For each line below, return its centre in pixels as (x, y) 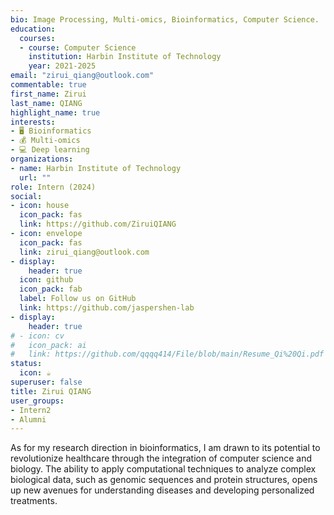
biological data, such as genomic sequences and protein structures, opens (164, 480)
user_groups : (37, 401)
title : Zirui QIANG (51, 391)
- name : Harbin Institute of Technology (96, 168)
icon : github (46, 280)
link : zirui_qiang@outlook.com (84, 252)
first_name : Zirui (48, 94)
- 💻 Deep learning (50, 150)
